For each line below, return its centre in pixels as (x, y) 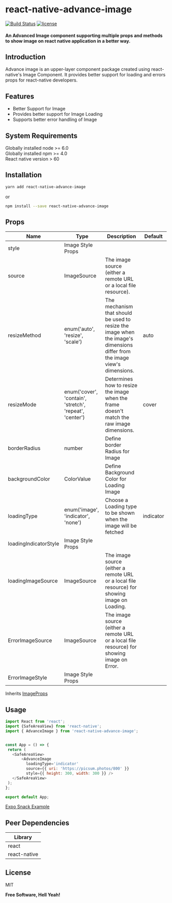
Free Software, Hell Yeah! (33, 895)
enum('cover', (81, 392)
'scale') (73, 342)
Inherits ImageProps (27, 694)
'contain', (76, 398)
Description (122, 236)
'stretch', (75, 405)
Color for (115, 479)
